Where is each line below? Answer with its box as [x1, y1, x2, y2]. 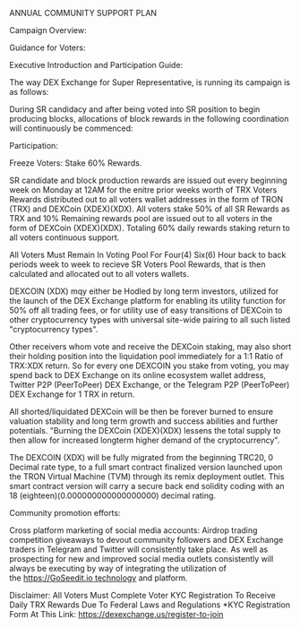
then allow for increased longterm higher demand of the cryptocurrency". [9, 434, 280, 445]
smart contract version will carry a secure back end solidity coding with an [9, 481, 285, 491]
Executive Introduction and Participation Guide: [9, 60, 184, 70]
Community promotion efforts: [9, 508, 121, 518]
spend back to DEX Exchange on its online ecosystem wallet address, [9, 370, 267, 380]
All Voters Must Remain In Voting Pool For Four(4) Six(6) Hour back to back [9, 250, 287, 260]
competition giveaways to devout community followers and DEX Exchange [9, 535, 284, 545]
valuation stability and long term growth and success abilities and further [9, 416, 279, 426]
